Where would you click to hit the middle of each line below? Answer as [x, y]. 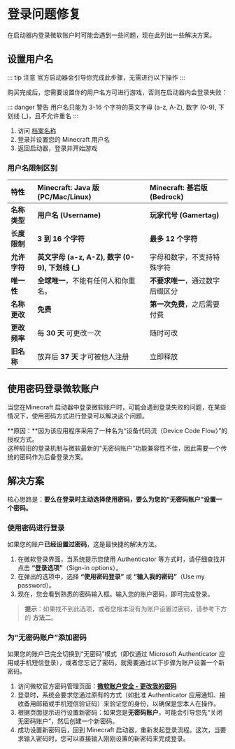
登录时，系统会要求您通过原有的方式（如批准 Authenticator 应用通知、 [118, 695]
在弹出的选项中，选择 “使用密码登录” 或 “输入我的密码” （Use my [111, 576]
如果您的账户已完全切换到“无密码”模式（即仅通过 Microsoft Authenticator [113, 654]
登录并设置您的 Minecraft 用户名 [64, 139]
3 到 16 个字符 [61, 239]
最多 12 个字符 [173, 239]
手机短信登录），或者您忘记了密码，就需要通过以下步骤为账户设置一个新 [122, 663]
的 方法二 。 [41, 617]
